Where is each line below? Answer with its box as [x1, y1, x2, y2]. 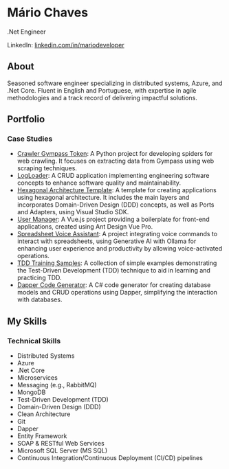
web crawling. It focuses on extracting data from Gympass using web [17, 157, 215, 165]
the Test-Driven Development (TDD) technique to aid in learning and [17, 266, 211, 275]
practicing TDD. [17, 273, 62, 282]
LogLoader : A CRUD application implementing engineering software [17, 172, 210, 180]
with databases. [17, 295, 63, 304]
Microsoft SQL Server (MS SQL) [17, 446, 108, 455]
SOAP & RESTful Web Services [17, 439, 105, 448]
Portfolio [7, 113, 45, 125]
